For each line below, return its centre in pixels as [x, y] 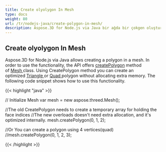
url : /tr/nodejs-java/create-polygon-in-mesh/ [54, 23]
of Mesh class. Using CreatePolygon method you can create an [69, 70]
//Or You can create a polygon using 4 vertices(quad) [59, 129]
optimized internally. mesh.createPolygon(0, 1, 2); [56, 120]
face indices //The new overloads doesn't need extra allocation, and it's [78, 114]
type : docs [16, 14]
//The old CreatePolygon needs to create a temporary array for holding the [81, 110]
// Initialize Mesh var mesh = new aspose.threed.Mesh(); [62, 100]
